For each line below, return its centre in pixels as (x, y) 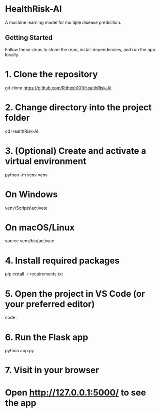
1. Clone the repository (51, 74)
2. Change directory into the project (78, 107)
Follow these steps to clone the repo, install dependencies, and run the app (80, 49)
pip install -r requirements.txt (34, 274)
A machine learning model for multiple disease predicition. (63, 22)
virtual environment (46, 161)
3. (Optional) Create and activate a (76, 151)
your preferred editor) (50, 304)
